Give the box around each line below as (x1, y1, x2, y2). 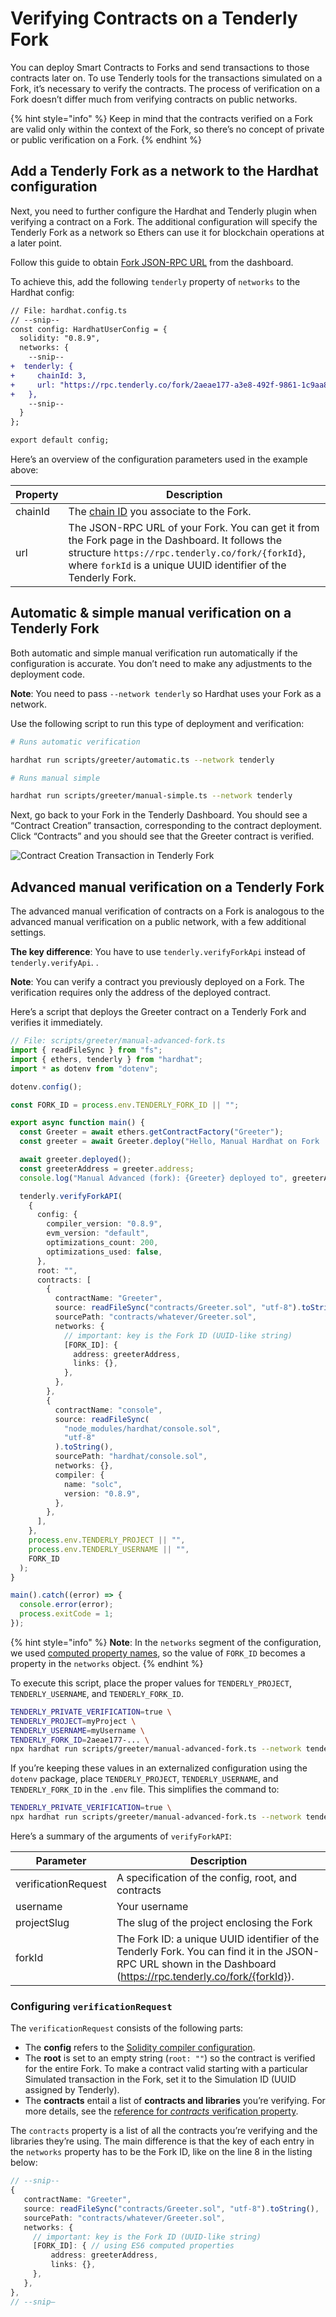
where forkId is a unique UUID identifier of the (68, 558, 287, 572)
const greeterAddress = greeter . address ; (19, 1163, 195, 1174)
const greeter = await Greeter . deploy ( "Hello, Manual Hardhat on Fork (19, 1137, 320, 1147)
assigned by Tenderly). (24, 2084, 120, 2096)
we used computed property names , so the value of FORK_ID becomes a (10, 1647, 306, 1659)
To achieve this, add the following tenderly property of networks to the (10, 275, 301, 287)
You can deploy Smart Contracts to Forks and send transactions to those (10, 61, 310, 73)
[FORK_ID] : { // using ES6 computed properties (32, 2241, 235, 2251)
